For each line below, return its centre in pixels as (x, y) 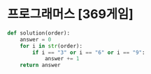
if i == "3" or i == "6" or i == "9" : (89, 53)
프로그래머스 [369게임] (71, 14)
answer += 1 (62, 59)
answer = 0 (36, 39)
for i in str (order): (51, 46)
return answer (40, 65)
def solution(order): (39, 33)
